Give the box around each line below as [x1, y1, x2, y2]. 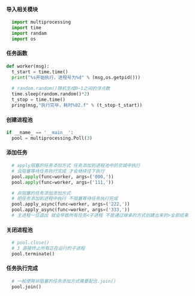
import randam [11, 30, 47, 36]
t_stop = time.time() [11, 96, 66, 103]
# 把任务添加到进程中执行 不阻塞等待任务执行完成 [11, 195, 118, 202]
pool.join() [11, 283, 42, 290]
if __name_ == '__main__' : [6, 129, 74, 136]
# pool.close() [11, 240, 50, 246]
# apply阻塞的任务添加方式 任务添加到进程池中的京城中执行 [11, 162, 140, 169]
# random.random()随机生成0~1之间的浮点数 [11, 86, 110, 92]
